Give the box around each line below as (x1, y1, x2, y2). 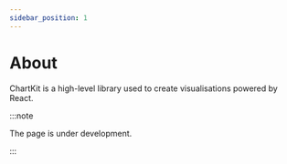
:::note (9, 110, 34, 121)
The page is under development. (9, 128, 133, 138)
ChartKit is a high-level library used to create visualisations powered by (9, 83, 279, 94)
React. (9, 92, 34, 103)
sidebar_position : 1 (9, 13, 89, 23)
